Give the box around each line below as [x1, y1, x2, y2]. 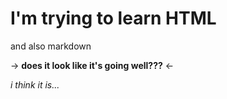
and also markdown [10, 40, 92, 52]
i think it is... [10, 78, 60, 91]
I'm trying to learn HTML [10, 7, 217, 30]
